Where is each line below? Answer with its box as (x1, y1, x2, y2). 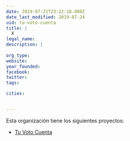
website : (6, 58, 28, 64)
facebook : (6, 69, 30, 75)
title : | (6, 25, 28, 31)
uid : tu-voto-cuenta (6, 19, 57, 25)
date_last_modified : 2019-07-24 (6, 14, 85, 20)
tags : (6, 80, 19, 86)
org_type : (6, 53, 30, 58)
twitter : (6, 74, 28, 80)
